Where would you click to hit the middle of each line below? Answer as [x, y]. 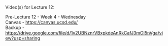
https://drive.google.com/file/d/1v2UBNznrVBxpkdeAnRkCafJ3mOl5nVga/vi [84, 33]
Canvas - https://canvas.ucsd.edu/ [42, 22]
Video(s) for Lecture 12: [30, 7]
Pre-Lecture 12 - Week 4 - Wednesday [46, 17]
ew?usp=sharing [23, 38]
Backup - [15, 27]
